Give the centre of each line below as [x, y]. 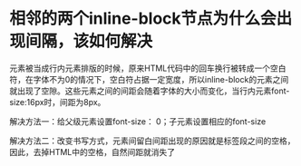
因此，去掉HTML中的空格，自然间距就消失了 [92, 151]
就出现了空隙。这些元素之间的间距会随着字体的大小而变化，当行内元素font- [150, 91]
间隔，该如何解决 [89, 41]
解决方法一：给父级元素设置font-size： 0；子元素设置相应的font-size [138, 121]
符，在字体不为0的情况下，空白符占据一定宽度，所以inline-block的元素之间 [149, 79]
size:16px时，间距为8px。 [58, 102]
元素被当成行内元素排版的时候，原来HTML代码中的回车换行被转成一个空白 [148, 68]
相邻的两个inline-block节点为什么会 [143, 19]
